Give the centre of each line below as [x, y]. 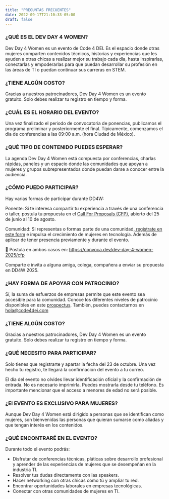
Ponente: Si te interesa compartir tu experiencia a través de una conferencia [84, 208]
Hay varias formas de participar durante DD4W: [55, 199]
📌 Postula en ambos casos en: [37, 249]
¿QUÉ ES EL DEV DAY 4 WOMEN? [47, 37]
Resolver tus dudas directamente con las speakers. [66, 475]
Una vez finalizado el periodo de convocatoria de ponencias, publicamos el [83, 123]
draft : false [19, 19]
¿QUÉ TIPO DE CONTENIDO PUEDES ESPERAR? [64, 147]
